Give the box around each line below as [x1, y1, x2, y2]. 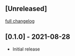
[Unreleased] [5, 5, 47, 13]
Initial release [12, 46, 40, 52]
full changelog [5, 18, 35, 24]
